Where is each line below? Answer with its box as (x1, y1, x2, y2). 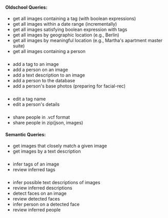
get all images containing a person (12, 48, 86, 55)
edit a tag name (12, 96, 46, 102)
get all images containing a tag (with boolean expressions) (12, 15, 136, 22)
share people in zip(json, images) (12, 119, 83, 125)
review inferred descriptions (12, 185, 73, 191)
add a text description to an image (12, 72, 86, 78)
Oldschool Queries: (5, 4, 48, 10)
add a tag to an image (12, 61, 59, 67)
